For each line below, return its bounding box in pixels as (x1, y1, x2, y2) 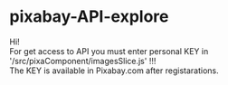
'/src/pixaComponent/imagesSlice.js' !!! (9, 55, 157, 66)
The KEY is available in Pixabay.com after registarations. (9, 65, 219, 76)
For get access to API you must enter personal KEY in (9, 45, 209, 56)
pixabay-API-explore (9, 6, 169, 27)
